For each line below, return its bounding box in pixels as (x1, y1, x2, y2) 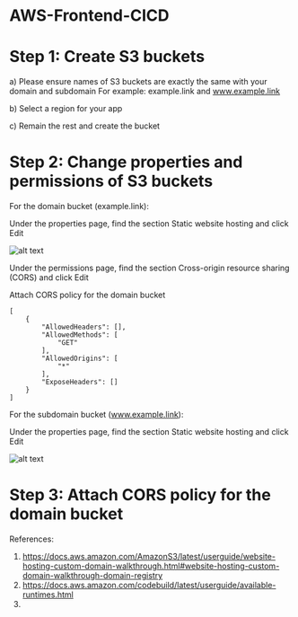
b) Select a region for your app (9, 103, 123, 114)
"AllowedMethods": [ (41, 331, 118, 339)
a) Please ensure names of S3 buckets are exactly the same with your (9, 76, 267, 87)
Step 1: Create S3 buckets (9, 47, 205, 67)
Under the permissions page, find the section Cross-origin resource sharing (9, 262, 290, 274)
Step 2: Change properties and (9, 152, 243, 172)
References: (9, 533, 54, 544)
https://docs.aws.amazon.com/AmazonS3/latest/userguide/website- (22, 551, 276, 561)
